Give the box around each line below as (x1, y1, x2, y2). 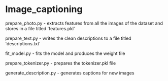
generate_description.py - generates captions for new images (5, 69, 135, 76)
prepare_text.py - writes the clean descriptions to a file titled (5, 35, 131, 41)
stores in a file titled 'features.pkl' (5, 25, 75, 31)
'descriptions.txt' (5, 40, 41, 46)
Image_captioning (5, 4, 83, 15)
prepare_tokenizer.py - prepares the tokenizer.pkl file (5, 60, 116, 66)
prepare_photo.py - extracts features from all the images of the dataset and (5, 20, 163, 26)
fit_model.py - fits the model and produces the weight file (5, 50, 125, 56)
